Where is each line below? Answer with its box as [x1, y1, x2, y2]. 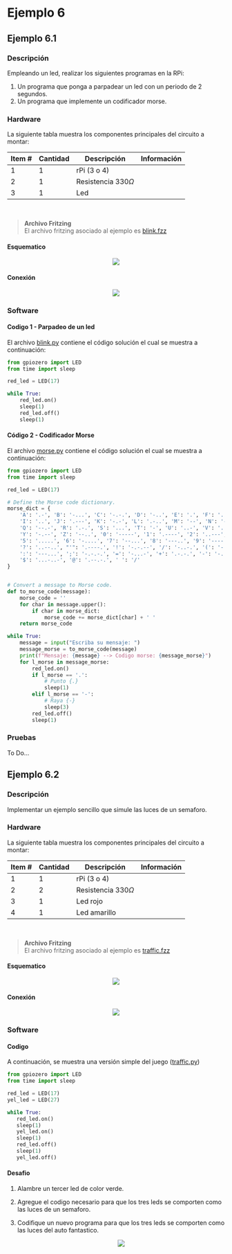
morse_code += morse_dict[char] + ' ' [43, 614, 156, 621]
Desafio [7, 1169, 30, 1177]
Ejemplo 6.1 [7, 33, 57, 44]
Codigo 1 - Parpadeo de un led [7, 323, 95, 331]
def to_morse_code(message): [7, 588, 91, 595]
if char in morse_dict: [32, 608, 100, 615]
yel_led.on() [16, 1128, 54, 1136]
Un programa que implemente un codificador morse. [17, 97, 167, 105]
